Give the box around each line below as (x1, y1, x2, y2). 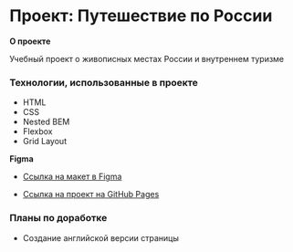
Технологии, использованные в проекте (9, 76, 199, 89)
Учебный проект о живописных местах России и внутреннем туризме (9, 53, 285, 64)
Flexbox (22, 126, 53, 137)
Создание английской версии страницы (22, 232, 180, 243)
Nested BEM (22, 116, 70, 128)
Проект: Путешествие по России (9, 5, 273, 26)
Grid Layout (22, 136, 67, 147)
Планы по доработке (9, 212, 108, 225)
